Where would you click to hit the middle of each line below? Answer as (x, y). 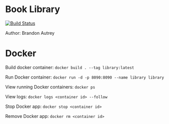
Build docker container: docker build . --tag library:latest (70, 67)
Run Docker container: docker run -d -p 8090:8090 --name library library (85, 77)
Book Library (33, 9)
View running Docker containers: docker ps (50, 87)
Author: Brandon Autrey (30, 33)
